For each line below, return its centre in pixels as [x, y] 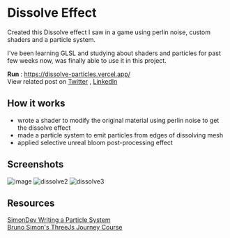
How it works [36, 104]
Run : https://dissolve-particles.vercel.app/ [69, 74]
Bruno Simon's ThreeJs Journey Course [65, 228]
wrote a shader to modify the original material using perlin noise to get [118, 120]
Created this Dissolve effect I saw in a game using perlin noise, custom [109, 32]
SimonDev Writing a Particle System [59, 220]
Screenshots [36, 164]
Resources [31, 203]
